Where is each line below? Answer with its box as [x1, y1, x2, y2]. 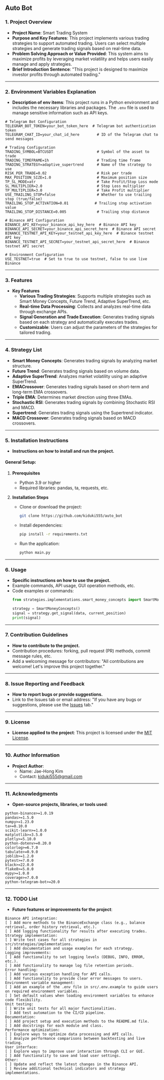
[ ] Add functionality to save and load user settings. [5, 1054, 121, 1058]
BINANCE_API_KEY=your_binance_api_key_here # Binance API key [5, 222, 137, 227]
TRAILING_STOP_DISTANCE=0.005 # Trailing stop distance [5, 209, 150, 214]
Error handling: [5, 968, 38, 973]
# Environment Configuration [5, 252, 64, 257]
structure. [12, 363, 32, 369]
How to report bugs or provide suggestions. [12, 691, 103, 698]
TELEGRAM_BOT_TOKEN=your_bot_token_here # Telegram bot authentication [5, 124, 156, 128]
